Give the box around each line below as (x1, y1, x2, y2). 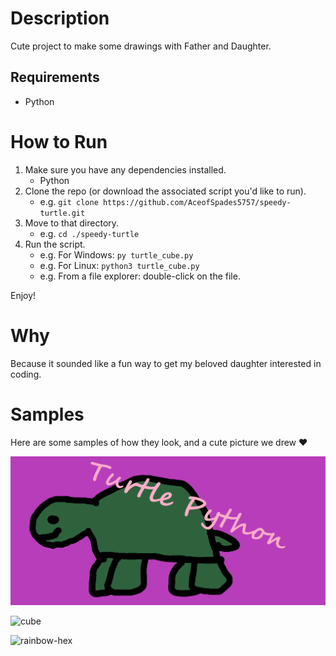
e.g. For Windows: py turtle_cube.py (39, 248, 194, 261)
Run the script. (24, 238, 86, 250)
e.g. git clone (39, 195, 99, 207)
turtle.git (39, 208, 86, 218)
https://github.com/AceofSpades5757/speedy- (102, 197, 292, 207)
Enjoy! (10, 289, 37, 301)
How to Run (10, 130, 108, 153)
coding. (10, 368, 42, 380)
